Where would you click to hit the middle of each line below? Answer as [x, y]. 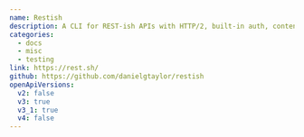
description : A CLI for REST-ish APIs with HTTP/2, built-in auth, [139, 26]
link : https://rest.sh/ [54, 68]
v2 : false [36, 93]
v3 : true [34, 101]
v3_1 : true [38, 110]
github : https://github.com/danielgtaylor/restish [107, 77]
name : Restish [36, 18]
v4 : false [36, 118]
